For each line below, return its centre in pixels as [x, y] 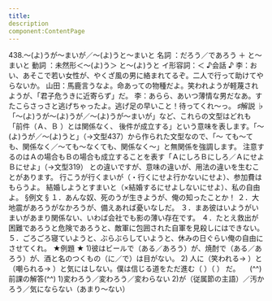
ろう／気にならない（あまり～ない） [69, 289]
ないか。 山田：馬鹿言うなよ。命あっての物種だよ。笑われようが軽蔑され [137, 85]
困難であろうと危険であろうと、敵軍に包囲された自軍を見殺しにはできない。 [136, 228]
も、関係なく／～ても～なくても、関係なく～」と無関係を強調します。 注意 [133, 146]
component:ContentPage [47, 31]
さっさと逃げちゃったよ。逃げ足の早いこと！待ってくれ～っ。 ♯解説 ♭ [147, 106]
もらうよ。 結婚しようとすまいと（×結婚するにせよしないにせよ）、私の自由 [134, 187]
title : [19, 16]
